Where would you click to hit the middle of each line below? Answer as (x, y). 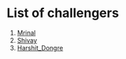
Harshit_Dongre (40, 48)
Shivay (27, 40)
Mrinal (26, 33)
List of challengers (63, 13)
